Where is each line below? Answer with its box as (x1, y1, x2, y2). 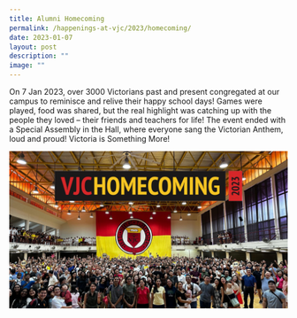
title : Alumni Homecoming (9, 14, 104, 23)
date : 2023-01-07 (9, 33, 73, 42)
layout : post (9, 43, 57, 51)
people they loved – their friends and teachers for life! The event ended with (9, 115, 286, 125)
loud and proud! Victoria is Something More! (9, 134, 171, 143)
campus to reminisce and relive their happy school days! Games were (9, 96, 263, 106)
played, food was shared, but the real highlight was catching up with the (9, 105, 272, 115)
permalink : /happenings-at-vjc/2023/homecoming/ (9, 23, 192, 33)
